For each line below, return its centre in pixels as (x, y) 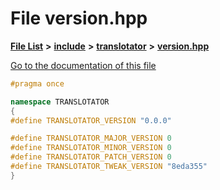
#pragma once (37, 83)
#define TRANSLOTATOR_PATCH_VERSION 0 (91, 157)
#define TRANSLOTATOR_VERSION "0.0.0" (91, 120)
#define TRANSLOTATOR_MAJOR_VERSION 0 (91, 138)
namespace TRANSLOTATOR (60, 102)
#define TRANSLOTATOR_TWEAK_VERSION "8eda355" (109, 167)
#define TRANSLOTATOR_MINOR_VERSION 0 (91, 148)
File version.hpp (79, 18)
